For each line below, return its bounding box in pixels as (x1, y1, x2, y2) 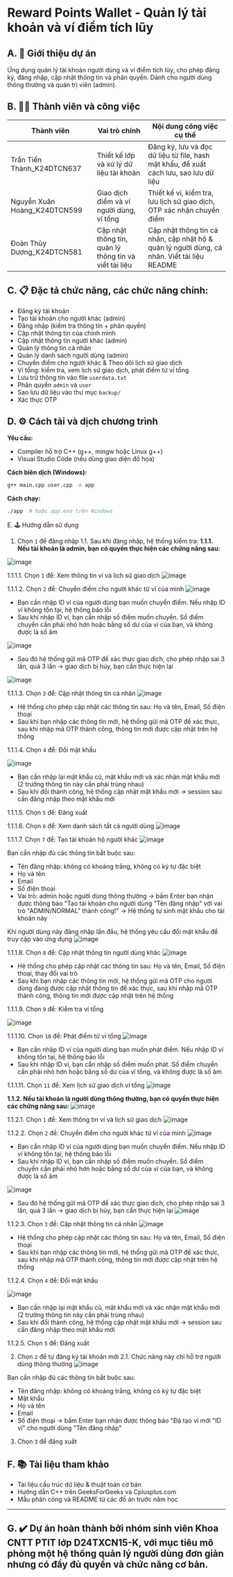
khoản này (17, 914, 48, 923)
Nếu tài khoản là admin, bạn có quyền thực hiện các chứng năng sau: (17, 544, 221, 553)
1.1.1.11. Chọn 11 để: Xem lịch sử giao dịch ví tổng (7, 1081, 145, 1090)
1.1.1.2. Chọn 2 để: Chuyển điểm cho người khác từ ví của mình (7, 585, 184, 593)
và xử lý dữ (96, 159, 133, 168)
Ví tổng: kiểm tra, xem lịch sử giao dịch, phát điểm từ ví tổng (17, 365, 189, 374)
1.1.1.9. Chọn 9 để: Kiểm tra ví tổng (7, 1005, 104, 1013)
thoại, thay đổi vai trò (17, 969, 78, 978)
